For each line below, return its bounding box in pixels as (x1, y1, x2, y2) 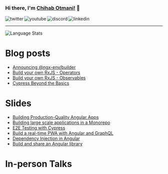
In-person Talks (5, 158, 72, 169)
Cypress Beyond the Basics (12, 80, 69, 86)
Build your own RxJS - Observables (12, 75, 86, 81)
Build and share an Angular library (12, 141, 83, 147)
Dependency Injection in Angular (12, 135, 80, 141)
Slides (5, 97, 31, 109)
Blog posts (5, 47, 50, 59)
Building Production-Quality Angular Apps (12, 114, 99, 120)
